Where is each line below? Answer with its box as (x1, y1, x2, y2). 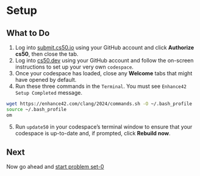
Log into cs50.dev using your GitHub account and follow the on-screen (15, 57, 194, 64)
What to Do (6, 28, 50, 38)
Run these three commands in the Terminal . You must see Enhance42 (15, 83, 187, 90)
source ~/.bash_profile (6, 106, 67, 112)
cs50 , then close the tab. (15, 50, 79, 58)
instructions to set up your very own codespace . (15, 63, 134, 70)
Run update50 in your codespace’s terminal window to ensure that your (15, 123, 193, 130)
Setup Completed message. (15, 89, 82, 96)
